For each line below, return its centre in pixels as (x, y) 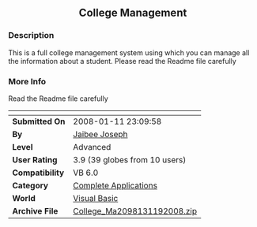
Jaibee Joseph (100, 134)
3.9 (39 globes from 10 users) (130, 159)
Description (31, 35)
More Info (27, 81)
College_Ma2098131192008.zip (135, 210)
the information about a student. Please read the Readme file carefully (123, 61)
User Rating (35, 159)
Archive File (35, 210)
